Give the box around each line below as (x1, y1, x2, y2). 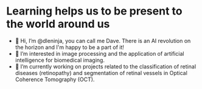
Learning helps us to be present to (6, 4, 183, 18)
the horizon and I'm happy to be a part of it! (15, 44, 125, 51)
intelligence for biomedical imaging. (15, 56, 105, 64)
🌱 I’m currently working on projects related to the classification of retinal (15, 62, 197, 70)
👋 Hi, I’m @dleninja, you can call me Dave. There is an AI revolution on (15, 37, 191, 44)
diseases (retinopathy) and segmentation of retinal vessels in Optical (15, 69, 187, 76)
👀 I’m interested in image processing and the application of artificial (15, 50, 184, 57)
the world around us (6, 17, 110, 31)
